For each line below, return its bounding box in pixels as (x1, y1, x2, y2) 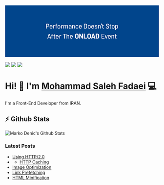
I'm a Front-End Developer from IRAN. (5, 100, 82, 106)
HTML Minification (12, 175, 50, 181)
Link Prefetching (12, 169, 45, 175)
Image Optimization (12, 164, 52, 170)
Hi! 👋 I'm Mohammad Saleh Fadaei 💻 (5, 80, 157, 91)
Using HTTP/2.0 (12, 154, 45, 159)
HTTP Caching (19, 159, 49, 165)
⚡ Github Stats (5, 115, 50, 123)
